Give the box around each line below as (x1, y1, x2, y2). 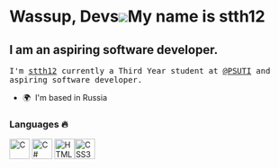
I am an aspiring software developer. (9, 42, 219, 57)
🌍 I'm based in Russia (22, 93, 108, 102)
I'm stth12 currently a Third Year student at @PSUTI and (9, 66, 271, 75)
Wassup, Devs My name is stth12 (9, 6, 265, 27)
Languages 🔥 (9, 118, 69, 130)
